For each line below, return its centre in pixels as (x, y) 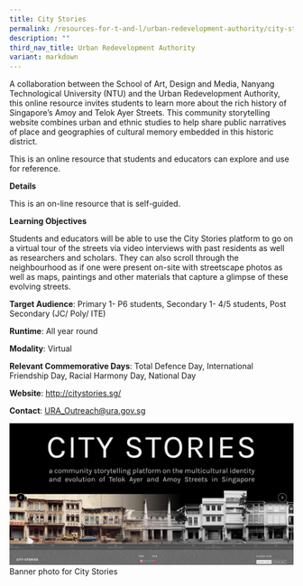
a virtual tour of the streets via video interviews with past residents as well (147, 248)
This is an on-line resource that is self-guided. (95, 204)
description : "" (40, 38)
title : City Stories (48, 19)
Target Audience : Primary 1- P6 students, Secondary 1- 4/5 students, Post (148, 304)
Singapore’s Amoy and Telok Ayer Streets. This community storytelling (140, 113)
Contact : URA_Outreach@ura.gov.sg (78, 411)
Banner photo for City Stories (64, 571)
